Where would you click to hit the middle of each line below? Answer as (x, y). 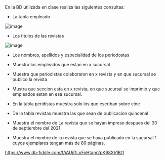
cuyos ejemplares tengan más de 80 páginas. (59, 143)
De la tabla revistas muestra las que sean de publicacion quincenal (80, 113)
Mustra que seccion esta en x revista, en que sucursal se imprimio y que (86, 89)
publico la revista (30, 79)
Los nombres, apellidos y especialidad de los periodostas (71, 55)
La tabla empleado (31, 17)
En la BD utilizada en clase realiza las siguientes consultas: (65, 7)
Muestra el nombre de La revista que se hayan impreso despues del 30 (84, 123)
